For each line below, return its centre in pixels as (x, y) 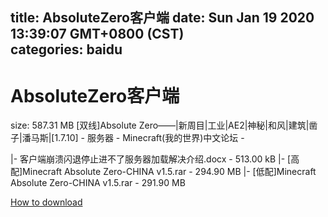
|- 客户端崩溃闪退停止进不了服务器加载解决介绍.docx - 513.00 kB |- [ (151, 159)
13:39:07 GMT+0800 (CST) (97, 34)
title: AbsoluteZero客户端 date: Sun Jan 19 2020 (162, 18)
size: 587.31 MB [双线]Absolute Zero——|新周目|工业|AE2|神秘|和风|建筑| (160, 125)
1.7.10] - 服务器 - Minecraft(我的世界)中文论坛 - (149, 138)
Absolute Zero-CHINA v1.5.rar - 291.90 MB (98, 183)
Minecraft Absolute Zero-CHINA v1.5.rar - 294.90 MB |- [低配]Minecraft (169, 172)
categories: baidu (66, 49)
